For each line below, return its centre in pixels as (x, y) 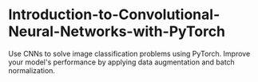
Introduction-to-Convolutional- (114, 15)
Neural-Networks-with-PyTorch (117, 31)
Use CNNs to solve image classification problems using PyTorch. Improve (129, 53)
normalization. (32, 70)
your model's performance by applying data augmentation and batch (122, 62)
